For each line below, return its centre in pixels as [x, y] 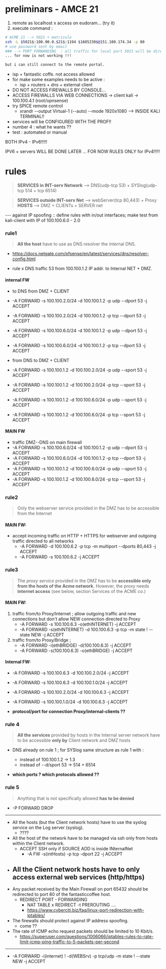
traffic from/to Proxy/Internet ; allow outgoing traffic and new [74, 613]
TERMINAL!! [32, 116]
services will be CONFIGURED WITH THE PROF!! [62, 122]
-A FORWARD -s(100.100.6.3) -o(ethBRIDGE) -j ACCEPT [76, 650]
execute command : [32, 28]
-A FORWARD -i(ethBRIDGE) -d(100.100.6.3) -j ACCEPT [76, 645]
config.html [24, 259]
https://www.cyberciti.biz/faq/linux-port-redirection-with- [86, 910]
